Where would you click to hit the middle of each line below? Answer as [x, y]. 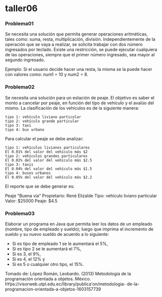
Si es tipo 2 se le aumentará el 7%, [47, 249]
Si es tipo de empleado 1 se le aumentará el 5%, [60, 244]
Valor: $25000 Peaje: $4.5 [31, 201]
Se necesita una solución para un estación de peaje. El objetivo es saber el [80, 98]
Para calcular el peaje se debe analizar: [44, 138]
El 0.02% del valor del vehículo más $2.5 [49, 160]
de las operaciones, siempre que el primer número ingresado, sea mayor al [80, 55]
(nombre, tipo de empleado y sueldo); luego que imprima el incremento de [79, 229]
